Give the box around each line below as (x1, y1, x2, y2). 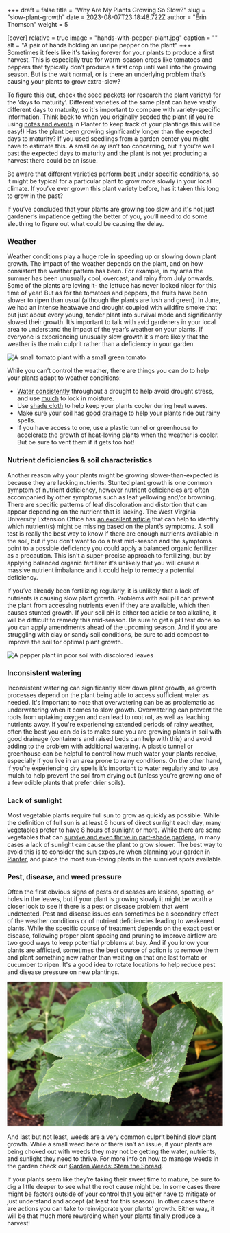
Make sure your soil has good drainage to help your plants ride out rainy (16, 409, 220, 418)
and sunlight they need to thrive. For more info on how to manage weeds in (7, 1155, 219, 1163)
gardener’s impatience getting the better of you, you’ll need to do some (7, 212, 208, 220)
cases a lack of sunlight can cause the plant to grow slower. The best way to (7, 841, 223, 849)
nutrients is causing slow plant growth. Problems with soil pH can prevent (7, 593, 214, 602)
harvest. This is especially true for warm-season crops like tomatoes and (7, 56, 213, 64)
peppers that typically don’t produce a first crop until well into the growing (7, 63, 216, 71)
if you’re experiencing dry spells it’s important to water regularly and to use (7, 764, 219, 772)
